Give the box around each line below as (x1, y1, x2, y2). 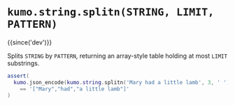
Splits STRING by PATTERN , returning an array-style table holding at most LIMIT (7, 51, 228, 60)
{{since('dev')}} (7, 38, 52, 47)
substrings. (7, 58, 40, 67)
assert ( (7, 72, 30, 79)
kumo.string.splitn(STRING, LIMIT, (7, 6, 215, 19)
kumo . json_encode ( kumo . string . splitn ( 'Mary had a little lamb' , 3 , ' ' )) (13, 79, 233, 86)
